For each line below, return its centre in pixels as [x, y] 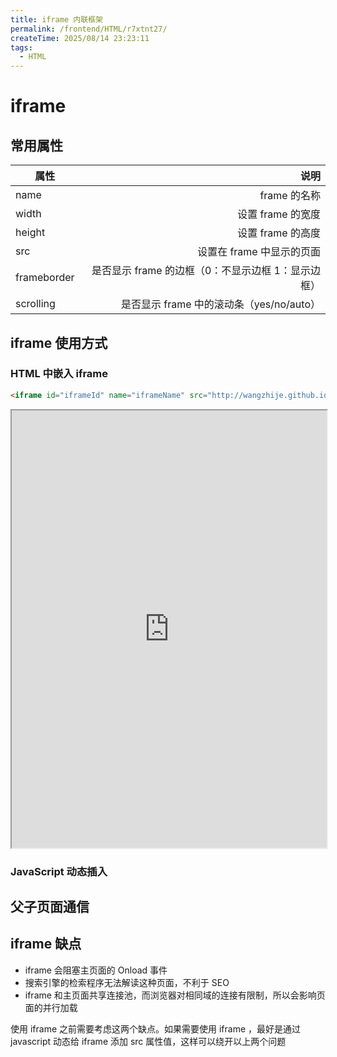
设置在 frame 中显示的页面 [259, 252]
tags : [21, 47]
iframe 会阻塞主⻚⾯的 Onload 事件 [96, 970]
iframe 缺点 [46, 944]
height [30, 233]
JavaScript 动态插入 [59, 871]
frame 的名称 [290, 196]
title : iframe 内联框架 [56, 19]
